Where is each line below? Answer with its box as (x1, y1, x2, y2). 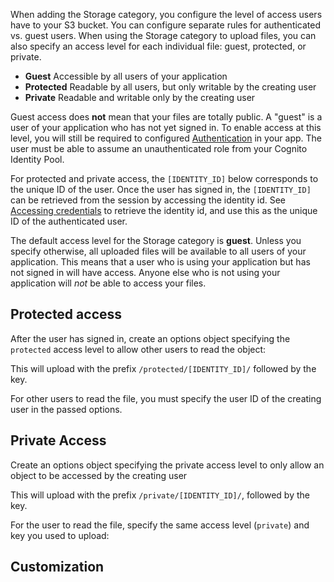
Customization (10, 559, 105, 576)
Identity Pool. (10, 154, 65, 165)
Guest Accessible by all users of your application (24, 70, 228, 82)
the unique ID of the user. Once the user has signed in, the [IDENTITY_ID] (10, 184, 312, 195)
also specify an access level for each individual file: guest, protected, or (10, 40, 307, 52)
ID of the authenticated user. (10, 215, 128, 227)
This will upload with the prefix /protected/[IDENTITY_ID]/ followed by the (10, 362, 317, 374)
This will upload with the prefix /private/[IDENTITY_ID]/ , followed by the (10, 489, 310, 501)
